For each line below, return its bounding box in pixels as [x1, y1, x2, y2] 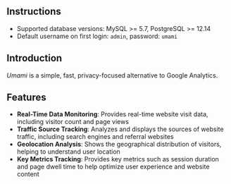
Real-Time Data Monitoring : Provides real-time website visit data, [16, 110, 208, 118]
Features [6, 92, 46, 104]
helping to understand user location [16, 147, 120, 156]
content [16, 170, 39, 178]
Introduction [6, 52, 63, 64]
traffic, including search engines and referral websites [16, 133, 174, 141]
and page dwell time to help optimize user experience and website [16, 162, 210, 171]
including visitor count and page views [16, 118, 130, 126]
